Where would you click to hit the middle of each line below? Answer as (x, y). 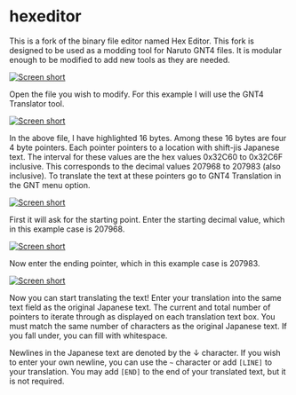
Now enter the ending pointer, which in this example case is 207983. (135, 263)
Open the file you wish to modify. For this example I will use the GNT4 (136, 94)
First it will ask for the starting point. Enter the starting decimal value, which (147, 219)
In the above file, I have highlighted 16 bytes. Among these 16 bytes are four (148, 138)
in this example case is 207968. (67, 229)
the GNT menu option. (50, 185)
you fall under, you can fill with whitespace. (88, 336)
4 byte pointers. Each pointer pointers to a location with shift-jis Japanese (144, 147)
